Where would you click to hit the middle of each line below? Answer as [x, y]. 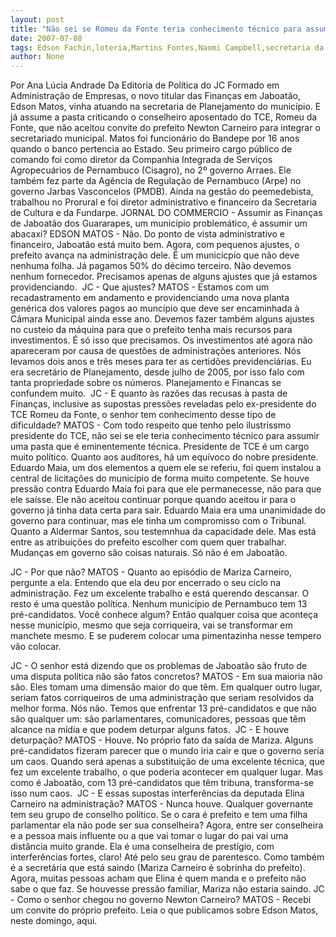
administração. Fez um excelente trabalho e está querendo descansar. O [160, 593]
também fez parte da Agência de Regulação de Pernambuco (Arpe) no [156, 181]
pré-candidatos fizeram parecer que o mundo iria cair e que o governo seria [167, 751]
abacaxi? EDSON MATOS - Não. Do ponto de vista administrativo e [147, 234]
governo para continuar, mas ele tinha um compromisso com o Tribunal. [158, 521]
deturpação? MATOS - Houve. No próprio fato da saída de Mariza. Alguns [162, 740]
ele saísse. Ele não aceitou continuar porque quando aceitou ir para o [153, 500]
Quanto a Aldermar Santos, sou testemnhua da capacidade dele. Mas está [163, 532]
